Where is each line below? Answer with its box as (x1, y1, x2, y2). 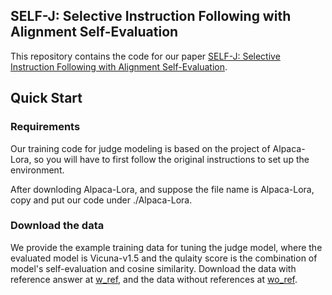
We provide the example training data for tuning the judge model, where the (10, 241, 323, 253)
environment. (10, 164, 65, 176)
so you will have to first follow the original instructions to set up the (33, 153, 310, 165)
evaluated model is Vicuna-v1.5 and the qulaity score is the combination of (10, 252, 318, 264)
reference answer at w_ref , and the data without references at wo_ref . (10, 273, 298, 285)
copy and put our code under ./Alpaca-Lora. (10, 194, 193, 206)
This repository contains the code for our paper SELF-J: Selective (10, 50, 281, 62)
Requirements (10, 120, 81, 134)
